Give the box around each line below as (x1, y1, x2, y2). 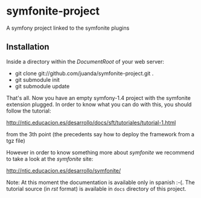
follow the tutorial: (6, 107, 51, 114)
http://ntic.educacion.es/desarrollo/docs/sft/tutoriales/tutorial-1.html (6, 119, 176, 126)
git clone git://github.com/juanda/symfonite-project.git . (14, 70, 154, 77)
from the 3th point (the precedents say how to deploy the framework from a (6, 130, 195, 137)
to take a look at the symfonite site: (6, 155, 94, 162)
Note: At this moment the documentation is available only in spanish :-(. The (6, 179, 195, 186)
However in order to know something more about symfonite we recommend (6, 148, 194, 156)
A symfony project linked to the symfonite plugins (6, 24, 130, 31)
